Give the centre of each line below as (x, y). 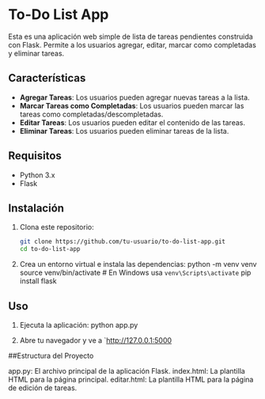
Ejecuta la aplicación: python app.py (79, 325)
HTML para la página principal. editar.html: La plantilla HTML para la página (131, 379)
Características (47, 78)
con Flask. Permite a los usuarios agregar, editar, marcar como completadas (132, 44)
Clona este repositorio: (57, 227)
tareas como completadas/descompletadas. (91, 114)
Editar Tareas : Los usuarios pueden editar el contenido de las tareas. (132, 122)
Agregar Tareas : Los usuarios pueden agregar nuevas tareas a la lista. (135, 97)
